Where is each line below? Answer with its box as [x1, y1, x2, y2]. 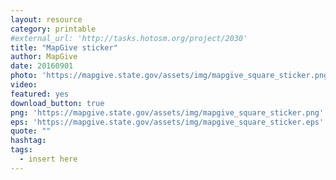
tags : [10, 145, 33, 155]
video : [10, 80, 38, 90]
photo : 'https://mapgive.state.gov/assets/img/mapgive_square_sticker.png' [10, 71, 333, 81]
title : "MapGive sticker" [10, 42, 118, 53]
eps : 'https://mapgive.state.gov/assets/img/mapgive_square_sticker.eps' [10, 117, 325, 127]
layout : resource [10, 14, 83, 25]
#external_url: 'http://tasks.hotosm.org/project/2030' [10, 33, 248, 43]
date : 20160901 [10, 61, 74, 71]
